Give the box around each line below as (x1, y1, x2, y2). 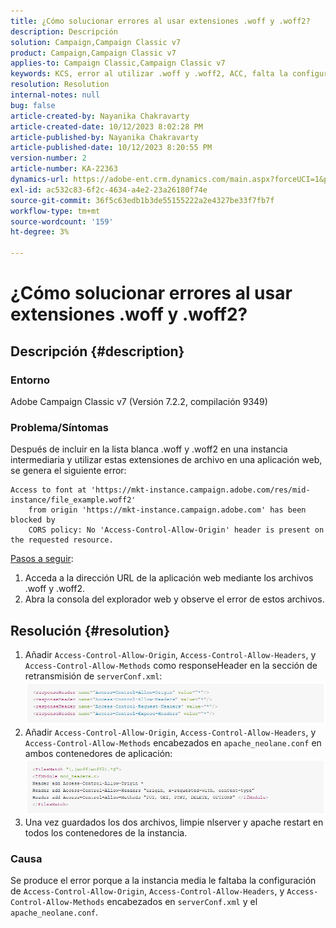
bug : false (10, 100, 56, 110)
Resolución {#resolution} (10, 622, 171, 639)
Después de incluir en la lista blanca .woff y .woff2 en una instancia (10, 443, 288, 455)
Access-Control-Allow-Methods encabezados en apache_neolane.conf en (24, 737, 322, 749)
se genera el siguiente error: (10, 465, 127, 477)
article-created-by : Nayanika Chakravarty (10, 111, 190, 121)
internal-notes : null (10, 90, 101, 100)
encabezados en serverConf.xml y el (106, 896, 258, 908)
